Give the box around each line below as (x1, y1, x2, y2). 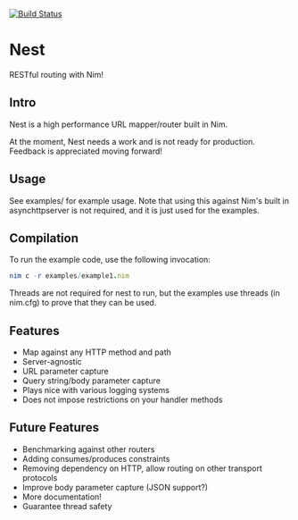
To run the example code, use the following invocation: (9, 255, 211, 265)
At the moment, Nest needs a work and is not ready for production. (9, 136, 256, 147)
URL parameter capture (21, 366, 109, 377)
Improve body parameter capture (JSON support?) (21, 482, 208, 492)
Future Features (9, 420, 100, 435)
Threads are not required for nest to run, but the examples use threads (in (9, 288, 280, 298)
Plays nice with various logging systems (21, 385, 170, 396)
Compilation (9, 231, 79, 246)
